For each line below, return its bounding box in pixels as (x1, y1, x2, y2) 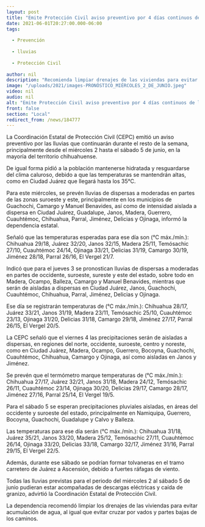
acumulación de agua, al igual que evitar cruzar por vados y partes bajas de (6, 509, 197, 516)
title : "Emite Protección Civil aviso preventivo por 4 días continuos (6, 15, 192, 21)
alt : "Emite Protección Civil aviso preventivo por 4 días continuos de (6, 99, 195, 106)
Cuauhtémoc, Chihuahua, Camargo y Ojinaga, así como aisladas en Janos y (6, 353, 197, 360)
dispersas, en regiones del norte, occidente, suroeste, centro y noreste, (6, 340, 187, 348)
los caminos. (6, 515, 38, 522)
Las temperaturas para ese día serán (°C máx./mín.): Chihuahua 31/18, (6, 428, 182, 435)
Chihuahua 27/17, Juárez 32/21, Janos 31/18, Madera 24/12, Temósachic (6, 378, 187, 385)
